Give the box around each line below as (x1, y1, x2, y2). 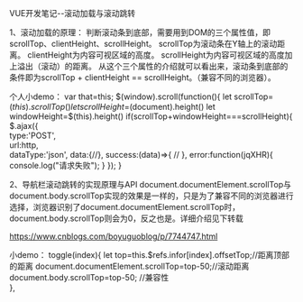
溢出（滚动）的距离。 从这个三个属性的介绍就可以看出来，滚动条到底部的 (16, 61, 289, 71)
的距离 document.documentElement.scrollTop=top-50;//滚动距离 (9, 261, 250, 271)
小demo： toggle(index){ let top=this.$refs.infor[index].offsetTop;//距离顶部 (9, 250, 290, 260)
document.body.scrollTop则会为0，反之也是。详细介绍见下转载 (9, 213, 243, 224)
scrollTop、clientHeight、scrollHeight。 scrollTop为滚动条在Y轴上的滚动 (9, 39, 278, 49)
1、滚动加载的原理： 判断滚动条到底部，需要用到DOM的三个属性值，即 (9, 27, 271, 38)
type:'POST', (9, 130, 57, 141)
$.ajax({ (9, 121, 39, 131)
